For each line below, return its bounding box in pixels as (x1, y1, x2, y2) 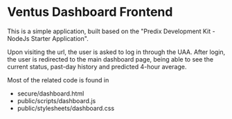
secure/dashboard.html (17, 89, 84, 98)
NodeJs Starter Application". (7, 34, 89, 42)
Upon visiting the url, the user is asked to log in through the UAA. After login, (7, 48, 226, 56)
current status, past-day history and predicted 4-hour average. (7, 62, 187, 71)
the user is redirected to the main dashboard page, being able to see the (7, 55, 213, 63)
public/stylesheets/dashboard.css (17, 104, 115, 112)
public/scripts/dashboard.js (17, 96, 96, 104)
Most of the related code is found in (7, 75, 109, 84)
